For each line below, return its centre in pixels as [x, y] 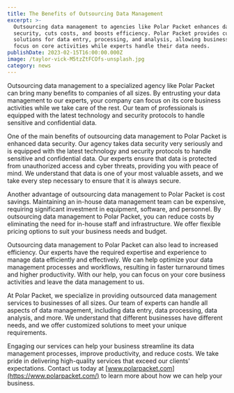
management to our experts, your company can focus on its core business [114, 100]
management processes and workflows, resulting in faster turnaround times [116, 267]
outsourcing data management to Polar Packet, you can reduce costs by [111, 216]
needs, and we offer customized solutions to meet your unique [97, 325]
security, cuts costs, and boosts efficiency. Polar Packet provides [116, 33]
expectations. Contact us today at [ [57, 368]
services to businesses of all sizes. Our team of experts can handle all [108, 303]
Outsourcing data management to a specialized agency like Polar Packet [111, 85]
